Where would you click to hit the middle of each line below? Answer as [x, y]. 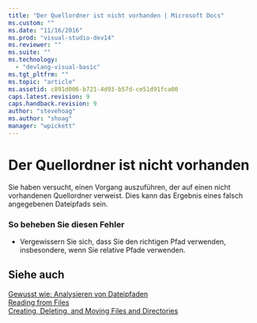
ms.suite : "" [30, 52]
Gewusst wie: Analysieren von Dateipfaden [78, 294]
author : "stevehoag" [42, 112]
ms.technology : [33, 60]
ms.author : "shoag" [40, 119]
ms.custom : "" [32, 23]
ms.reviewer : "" [35, 45]
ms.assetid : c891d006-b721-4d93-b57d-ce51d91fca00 [93, 89]
